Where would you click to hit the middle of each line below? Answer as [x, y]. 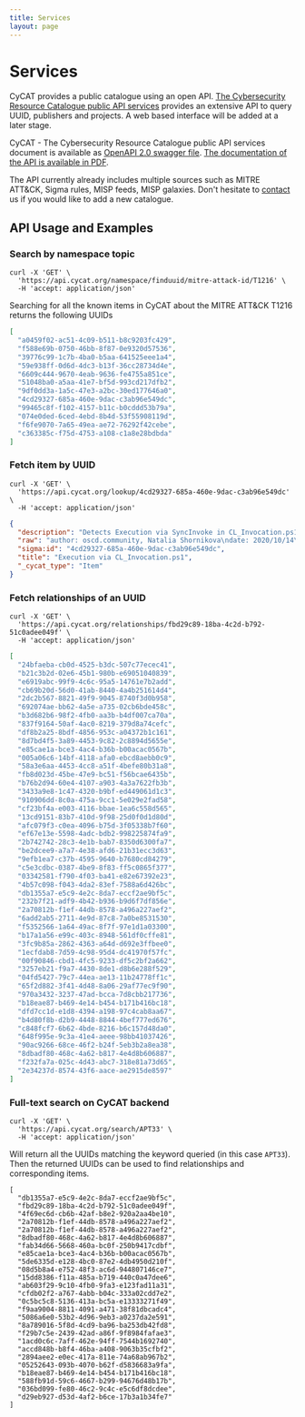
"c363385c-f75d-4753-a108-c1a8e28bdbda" [95, 433]
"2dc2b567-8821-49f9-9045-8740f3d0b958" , [97, 698]
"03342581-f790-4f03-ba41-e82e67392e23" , [97, 876]
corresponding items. [49, 1173]
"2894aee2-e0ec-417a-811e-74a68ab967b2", [97, 1357]
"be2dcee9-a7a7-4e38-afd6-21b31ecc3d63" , [97, 851]
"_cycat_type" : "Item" [60, 566]
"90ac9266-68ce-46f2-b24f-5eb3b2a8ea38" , [97, 1045]
